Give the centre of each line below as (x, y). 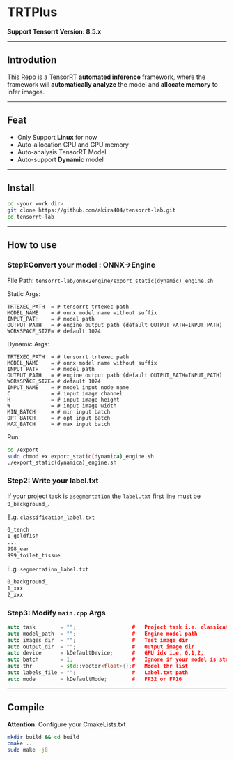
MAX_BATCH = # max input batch (59, 424)
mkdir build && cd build (43, 737)
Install (21, 188)
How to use (32, 245)
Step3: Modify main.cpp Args (56, 613)
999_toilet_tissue (34, 556)
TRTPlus (32, 12)
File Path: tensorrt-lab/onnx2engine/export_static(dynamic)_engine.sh (110, 280)
